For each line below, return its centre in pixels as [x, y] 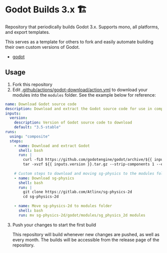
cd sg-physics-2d [41, 197]
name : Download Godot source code [41, 104]
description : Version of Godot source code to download [73, 123]
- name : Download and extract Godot [52, 146]
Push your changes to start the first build [54, 225]
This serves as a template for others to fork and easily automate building [79, 42]
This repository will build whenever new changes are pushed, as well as [86, 234]
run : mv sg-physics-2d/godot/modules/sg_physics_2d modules [82, 215]
